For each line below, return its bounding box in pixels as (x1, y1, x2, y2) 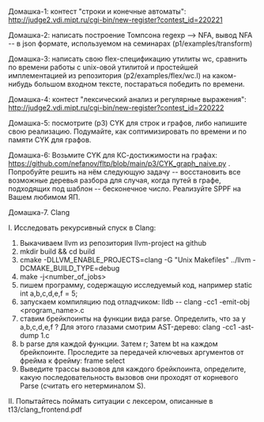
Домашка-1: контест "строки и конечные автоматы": (8, 7, 187, 16)
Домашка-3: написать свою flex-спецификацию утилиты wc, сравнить (8, 55, 247, 63)
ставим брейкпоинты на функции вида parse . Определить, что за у (19, 314, 247, 323)
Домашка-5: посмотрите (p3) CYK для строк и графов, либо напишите (8, 119, 247, 127)
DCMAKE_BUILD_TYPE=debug (19, 264, 120, 273)
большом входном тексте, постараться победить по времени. (34, 79, 245, 89)
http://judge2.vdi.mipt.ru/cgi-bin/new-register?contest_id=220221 (8, 15, 223, 24)
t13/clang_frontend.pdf (8, 405, 83, 414)
